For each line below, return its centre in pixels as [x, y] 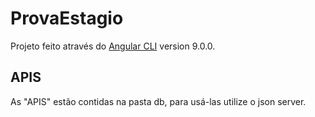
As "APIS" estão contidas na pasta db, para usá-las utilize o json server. [158, 101]
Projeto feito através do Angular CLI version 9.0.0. [113, 46]
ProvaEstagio [67, 18]
